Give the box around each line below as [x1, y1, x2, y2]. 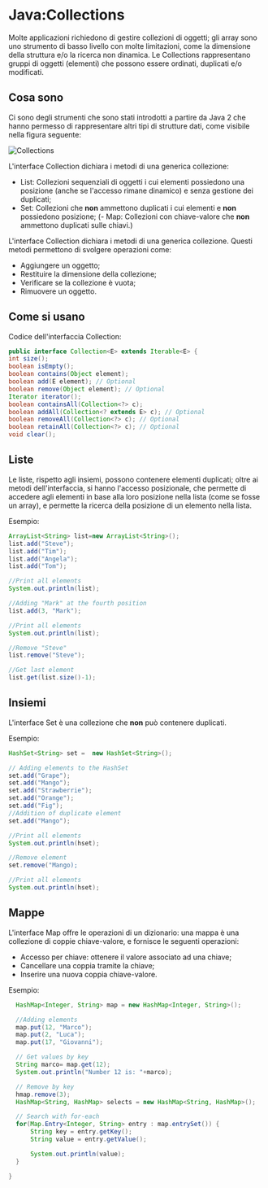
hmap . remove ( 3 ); [15, 1090, 71, 1098]
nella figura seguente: [8, 129, 82, 139]
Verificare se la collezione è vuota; [19, 277, 136, 287]
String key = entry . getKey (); [29, 1128, 132, 1136]
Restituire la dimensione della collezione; [19, 269, 157, 278]
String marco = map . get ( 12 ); [15, 1060, 111, 1068]
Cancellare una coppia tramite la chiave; [19, 960, 155, 970]
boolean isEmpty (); [8, 362, 75, 371]
